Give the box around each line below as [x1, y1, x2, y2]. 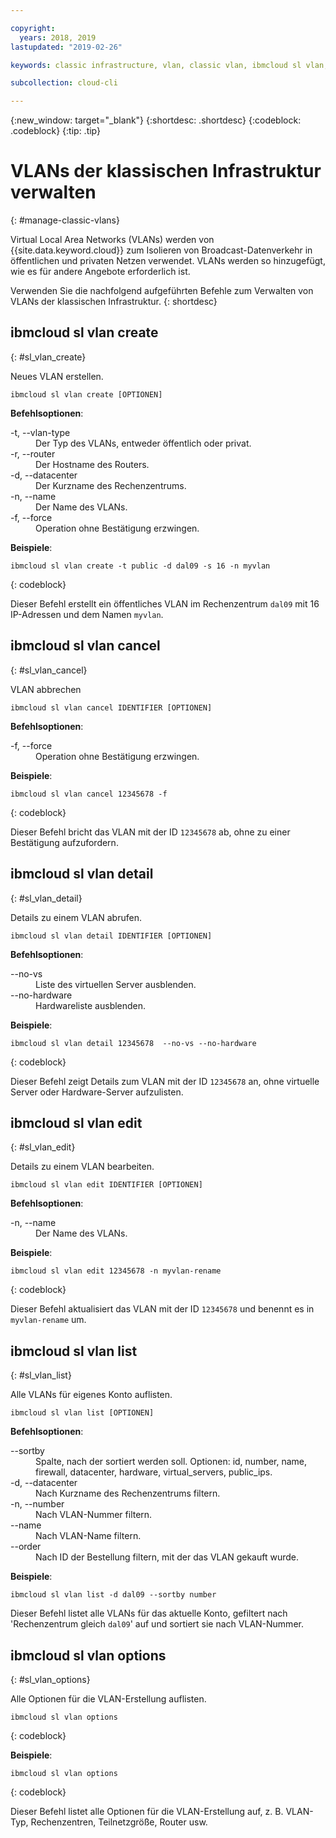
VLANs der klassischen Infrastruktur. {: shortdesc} [10, 296, 218, 308]
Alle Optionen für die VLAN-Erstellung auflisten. [10, 1692, 207, 1705]
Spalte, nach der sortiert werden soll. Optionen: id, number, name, [35, 1456, 308, 1468]
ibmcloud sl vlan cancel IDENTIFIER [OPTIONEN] [10, 702, 213, 713]
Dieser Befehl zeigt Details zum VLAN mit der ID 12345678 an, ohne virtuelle [10, 1075, 320, 1087]
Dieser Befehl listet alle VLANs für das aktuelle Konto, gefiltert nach [10, 1607, 288, 1620]
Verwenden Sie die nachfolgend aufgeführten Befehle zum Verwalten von [10, 285, 314, 297]
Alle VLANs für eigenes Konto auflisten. [10, 1389, 173, 1401]
